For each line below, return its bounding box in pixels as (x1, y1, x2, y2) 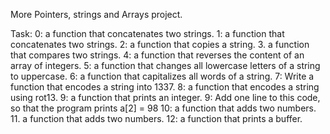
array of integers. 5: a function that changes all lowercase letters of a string (10, 60, 321, 71)
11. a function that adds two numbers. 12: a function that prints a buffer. (10, 113, 303, 124)
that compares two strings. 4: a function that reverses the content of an (10, 49, 305, 61)
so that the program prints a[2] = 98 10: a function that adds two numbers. (10, 102, 317, 114)
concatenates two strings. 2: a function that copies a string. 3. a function (10, 39, 310, 50)
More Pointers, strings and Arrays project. (10, 9, 183, 20)
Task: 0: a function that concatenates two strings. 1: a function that (10, 28, 285, 39)
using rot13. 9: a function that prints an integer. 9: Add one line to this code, (10, 92, 321, 103)
